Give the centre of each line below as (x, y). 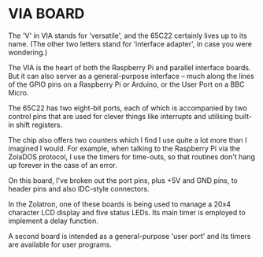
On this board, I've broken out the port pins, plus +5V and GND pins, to (123, 180)
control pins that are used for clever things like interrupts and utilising (121, 116)
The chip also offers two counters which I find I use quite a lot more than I (128, 140)
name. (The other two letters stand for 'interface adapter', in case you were (130, 43)
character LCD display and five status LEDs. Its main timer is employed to (127, 212)
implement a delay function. (53, 221)
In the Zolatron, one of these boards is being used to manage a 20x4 (119, 204)
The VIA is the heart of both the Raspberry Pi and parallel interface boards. (130, 67)
